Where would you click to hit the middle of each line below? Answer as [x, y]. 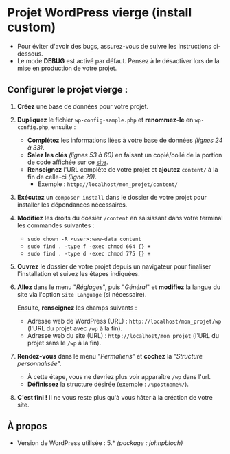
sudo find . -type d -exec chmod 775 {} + [89, 253]
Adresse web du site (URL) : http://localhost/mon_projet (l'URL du [123, 335]
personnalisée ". [39, 363]
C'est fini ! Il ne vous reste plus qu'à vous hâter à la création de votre [115, 397]
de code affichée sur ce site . [68, 162]
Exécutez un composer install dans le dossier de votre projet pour [112, 197]
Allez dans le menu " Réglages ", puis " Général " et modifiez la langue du [119, 287]
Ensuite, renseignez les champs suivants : [77, 308]
